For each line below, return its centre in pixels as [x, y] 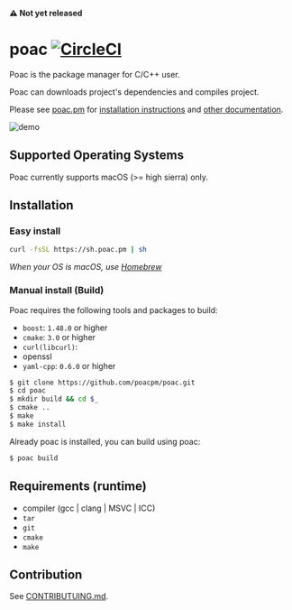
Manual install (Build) [57, 291]
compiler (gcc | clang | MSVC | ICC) [89, 508]
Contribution [46, 574]
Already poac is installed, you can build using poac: [105, 441]
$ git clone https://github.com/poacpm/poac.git [102, 383]
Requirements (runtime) [78, 486]
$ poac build [34, 458]
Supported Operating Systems [97, 156]
